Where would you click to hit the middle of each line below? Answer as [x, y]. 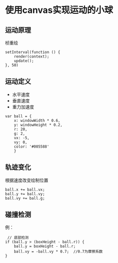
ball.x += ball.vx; [25, 189]
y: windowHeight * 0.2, [38, 125]
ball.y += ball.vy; [25, 194]
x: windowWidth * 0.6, [37, 120]
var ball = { [18, 116]
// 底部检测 [18, 238]
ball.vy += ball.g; [25, 198]
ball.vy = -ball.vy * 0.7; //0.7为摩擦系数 [59, 252]
